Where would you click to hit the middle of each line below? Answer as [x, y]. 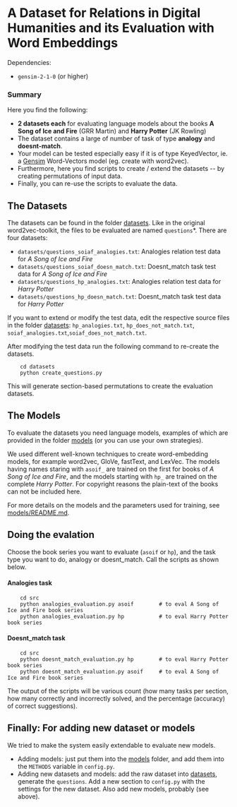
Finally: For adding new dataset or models [101, 728]
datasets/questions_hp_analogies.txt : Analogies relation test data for [119, 282]
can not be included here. [45, 491]
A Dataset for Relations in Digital [104, 13]
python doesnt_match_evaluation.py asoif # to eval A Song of [120, 672]
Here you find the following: [48, 110]
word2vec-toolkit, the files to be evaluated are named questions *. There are [117, 230]
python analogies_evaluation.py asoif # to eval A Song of [120, 604]
